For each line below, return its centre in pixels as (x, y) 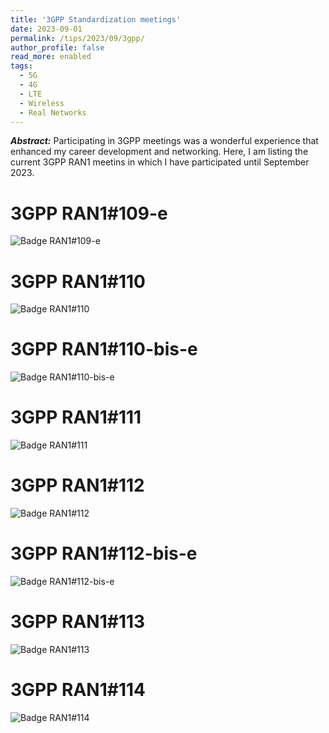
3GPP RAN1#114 (78, 690)
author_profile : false (57, 47)
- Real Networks (53, 112)
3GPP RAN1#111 (76, 417)
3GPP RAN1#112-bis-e (104, 553)
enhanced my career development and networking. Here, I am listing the (159, 152)
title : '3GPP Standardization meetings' (96, 19)
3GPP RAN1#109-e (89, 213)
